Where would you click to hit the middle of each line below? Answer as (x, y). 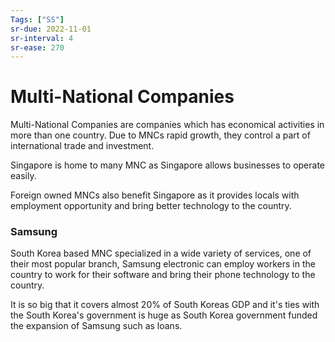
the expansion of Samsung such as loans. (96, 326)
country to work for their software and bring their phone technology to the (163, 275)
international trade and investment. (82, 146)
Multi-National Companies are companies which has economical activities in (167, 125)
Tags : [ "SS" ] (37, 19)
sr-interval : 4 (42, 38)
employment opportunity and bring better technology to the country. (151, 206)
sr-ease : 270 (37, 47)
